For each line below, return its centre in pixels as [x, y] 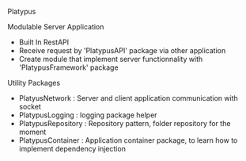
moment [32, 132]
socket [30, 107]
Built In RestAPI [44, 42]
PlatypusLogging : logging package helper [88, 115]
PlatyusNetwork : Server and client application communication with [129, 98]
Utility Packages [34, 83]
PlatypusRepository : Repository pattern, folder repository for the [125, 123]
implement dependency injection [72, 149]
